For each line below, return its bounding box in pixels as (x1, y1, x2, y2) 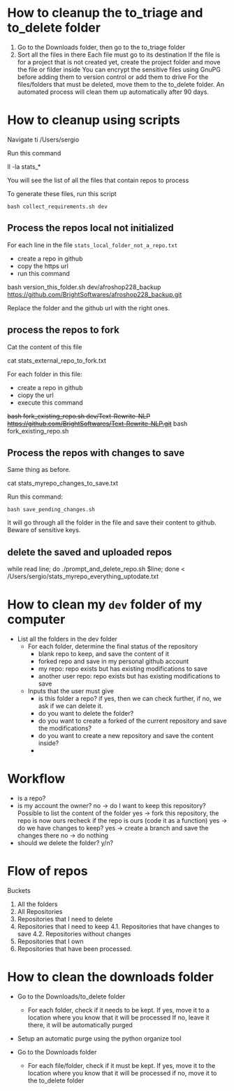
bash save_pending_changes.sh (7, 506, 96, 513)
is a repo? (17, 794, 46, 802)
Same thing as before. (7, 466, 71, 474)
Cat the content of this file (7, 342, 82, 351)
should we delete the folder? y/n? (17, 839, 114, 847)
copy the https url (17, 261, 68, 270)
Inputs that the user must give (27, 687, 114, 695)
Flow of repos (7, 863, 89, 880)
